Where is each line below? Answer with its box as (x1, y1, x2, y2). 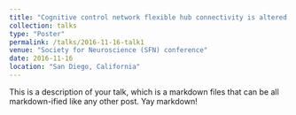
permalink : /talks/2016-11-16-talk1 (9, 37, 144, 47)
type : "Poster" (9, 29, 66, 38)
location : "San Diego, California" (9, 63, 141, 72)
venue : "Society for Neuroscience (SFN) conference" (9, 46, 208, 55)
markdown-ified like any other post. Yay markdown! (9, 96, 198, 106)
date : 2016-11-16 (9, 54, 74, 63)
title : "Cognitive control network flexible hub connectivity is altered (9, 12, 288, 22)
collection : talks (9, 21, 77, 30)
